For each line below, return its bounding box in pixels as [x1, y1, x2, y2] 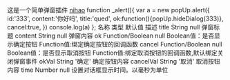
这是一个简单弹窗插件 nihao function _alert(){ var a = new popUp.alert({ [7, 6, 210, 14]
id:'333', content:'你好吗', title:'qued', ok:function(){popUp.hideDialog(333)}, [7, 14, 224, 23]
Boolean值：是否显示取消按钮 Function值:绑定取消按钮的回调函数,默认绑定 [7, 49, 218, 57]
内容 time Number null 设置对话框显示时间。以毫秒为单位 [7, 66, 169, 74]
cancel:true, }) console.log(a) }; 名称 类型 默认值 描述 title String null [7, 23, 200, 31]
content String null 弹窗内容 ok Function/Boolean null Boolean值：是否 [15, 31, 215, 40]
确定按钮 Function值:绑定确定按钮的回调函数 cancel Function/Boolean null [12, 40, 222, 48]
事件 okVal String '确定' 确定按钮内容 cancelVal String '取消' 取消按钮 [25, 57, 221, 65]
